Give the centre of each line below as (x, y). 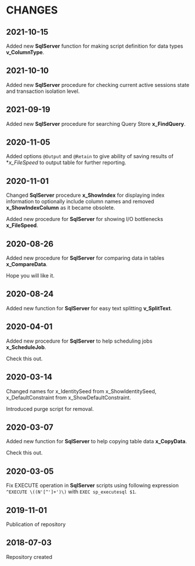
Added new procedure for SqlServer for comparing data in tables (85, 258)
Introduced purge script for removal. (50, 408)
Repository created (29, 557)
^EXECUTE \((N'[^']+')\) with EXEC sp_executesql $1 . (71, 492)
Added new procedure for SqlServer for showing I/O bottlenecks (85, 219)
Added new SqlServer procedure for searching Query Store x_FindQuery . (96, 123)
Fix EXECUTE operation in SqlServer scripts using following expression (93, 485)
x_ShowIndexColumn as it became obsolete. (61, 208)
